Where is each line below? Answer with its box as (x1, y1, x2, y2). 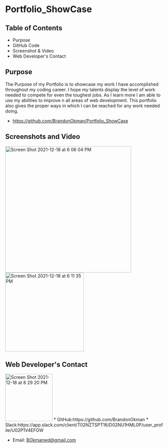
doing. (5, 108, 19, 114)
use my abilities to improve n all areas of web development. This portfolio (5, 97, 157, 103)
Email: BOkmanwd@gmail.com (12, 437, 76, 443)
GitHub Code (12, 42, 40, 48)
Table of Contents (5, 24, 63, 32)
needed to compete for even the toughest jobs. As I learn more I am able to (5, 92, 161, 98)
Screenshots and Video (5, 132, 80, 141)
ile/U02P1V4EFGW (5, 427, 44, 433)
